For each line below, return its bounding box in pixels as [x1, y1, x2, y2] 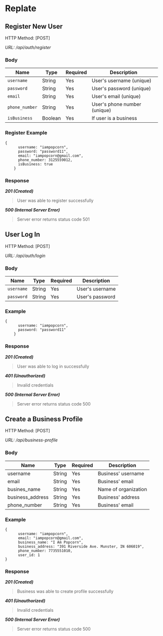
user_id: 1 [17, 553, 40, 557]
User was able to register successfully [16, 197, 94, 203]
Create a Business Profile [5, 415, 83, 423]
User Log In [5, 230, 40, 239]
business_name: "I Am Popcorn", [17, 540, 83, 545]
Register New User [5, 22, 63, 31]
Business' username [98, 470, 145, 477]
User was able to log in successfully [16, 363, 90, 369]
